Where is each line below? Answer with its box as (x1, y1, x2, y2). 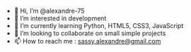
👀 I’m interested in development (13, 14, 107, 22)
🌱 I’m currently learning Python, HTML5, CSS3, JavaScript (13, 22, 184, 30)
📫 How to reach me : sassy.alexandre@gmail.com (13, 37, 161, 45)
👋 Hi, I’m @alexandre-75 (13, 7, 85, 15)
